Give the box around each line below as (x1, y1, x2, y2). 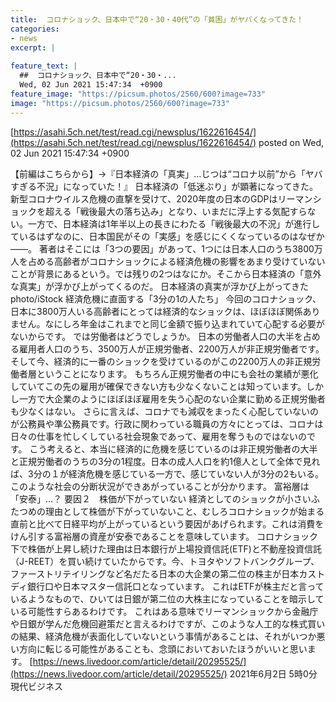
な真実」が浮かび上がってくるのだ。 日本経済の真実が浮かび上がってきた (10, 280, 309, 292)
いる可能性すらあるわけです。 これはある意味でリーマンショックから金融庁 (10, 605, 319, 617)
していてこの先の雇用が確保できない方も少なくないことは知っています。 (10, 380, 307, 392)
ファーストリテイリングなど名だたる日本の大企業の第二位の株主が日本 (10, 567, 300, 580)
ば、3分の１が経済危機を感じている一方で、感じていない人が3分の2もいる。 (10, 467, 324, 480)
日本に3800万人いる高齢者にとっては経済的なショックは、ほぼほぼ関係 (10, 305, 303, 317)
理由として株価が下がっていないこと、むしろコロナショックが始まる (44, 505, 325, 517)
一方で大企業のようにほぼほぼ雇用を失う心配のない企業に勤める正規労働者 (18, 392, 326, 405)
